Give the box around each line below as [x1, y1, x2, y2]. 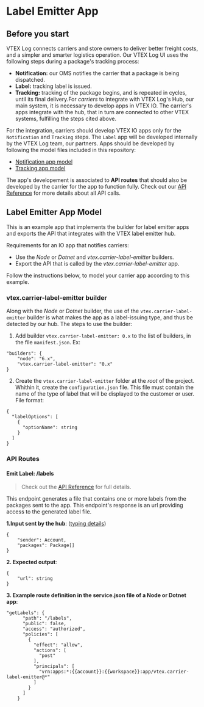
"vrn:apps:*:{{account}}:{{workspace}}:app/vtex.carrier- [38, 669, 189, 675]
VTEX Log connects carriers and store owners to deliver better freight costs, [6, 45, 199, 52]
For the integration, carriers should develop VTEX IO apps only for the [6, 127, 181, 134]
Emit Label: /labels [6, 470, 54, 477]
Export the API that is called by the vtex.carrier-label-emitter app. [15, 259, 180, 267]
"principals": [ [33, 664, 75, 670]
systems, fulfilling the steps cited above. [15, 115, 117, 122]
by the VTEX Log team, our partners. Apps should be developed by [6, 140, 175, 147]
